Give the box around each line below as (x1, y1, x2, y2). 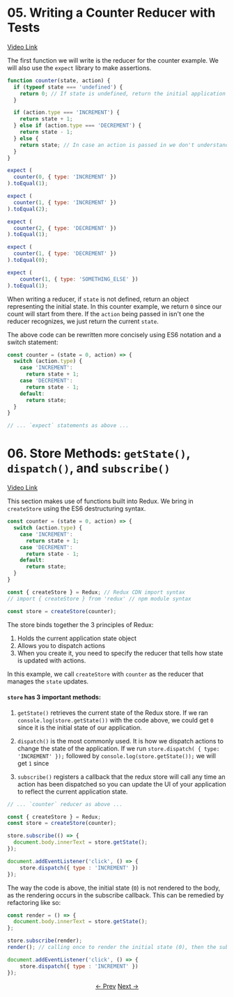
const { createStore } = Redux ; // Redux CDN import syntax (7, 589, 186, 596)
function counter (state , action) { (7, 77, 111, 84)
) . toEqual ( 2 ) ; (7, 206, 49, 212)
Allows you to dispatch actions (17, 641, 106, 649)
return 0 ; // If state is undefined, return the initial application (19, 90, 226, 97)
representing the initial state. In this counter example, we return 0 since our (7, 302, 222, 311)
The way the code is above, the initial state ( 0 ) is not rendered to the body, (7, 883, 221, 892)
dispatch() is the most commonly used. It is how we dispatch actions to (17, 736, 224, 745)
